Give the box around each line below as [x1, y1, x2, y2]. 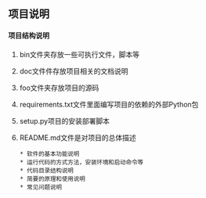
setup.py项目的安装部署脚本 [19, 116, 110, 125]
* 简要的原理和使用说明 [19, 175, 86, 182]
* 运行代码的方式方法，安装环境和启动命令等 [19, 158, 143, 166]
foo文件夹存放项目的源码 [19, 83, 99, 92]
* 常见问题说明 [19, 183, 63, 191]
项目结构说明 [8, 31, 49, 40]
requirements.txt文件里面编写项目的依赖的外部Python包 [19, 99, 199, 109]
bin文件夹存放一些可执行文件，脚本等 [19, 49, 140, 59]
